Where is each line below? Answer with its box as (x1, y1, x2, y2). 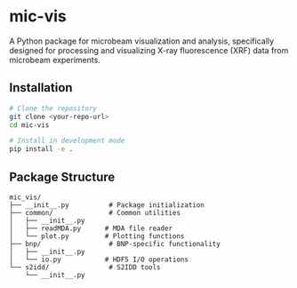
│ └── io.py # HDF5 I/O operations (9, 255, 189, 264)
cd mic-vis (9, 120, 50, 130)
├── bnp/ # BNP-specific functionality (9, 239, 221, 248)
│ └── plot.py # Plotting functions (9, 231, 185, 241)
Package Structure (9, 169, 116, 184)
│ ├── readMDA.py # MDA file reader (9, 224, 173, 233)
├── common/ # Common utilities (9, 208, 181, 217)
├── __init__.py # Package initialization (9, 200, 205, 210)
